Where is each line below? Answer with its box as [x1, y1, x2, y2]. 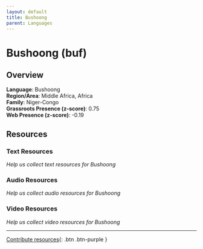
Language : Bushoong [6, 86, 60, 93]
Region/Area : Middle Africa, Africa [6, 92, 93, 99]
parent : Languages [6, 20, 53, 26]
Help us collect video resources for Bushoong [6, 218, 120, 225]
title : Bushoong [6, 14, 47, 20]
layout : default [6, 8, 47, 15]
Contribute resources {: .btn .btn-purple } [6, 236, 108, 243]
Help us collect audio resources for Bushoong [6, 189, 121, 197]
